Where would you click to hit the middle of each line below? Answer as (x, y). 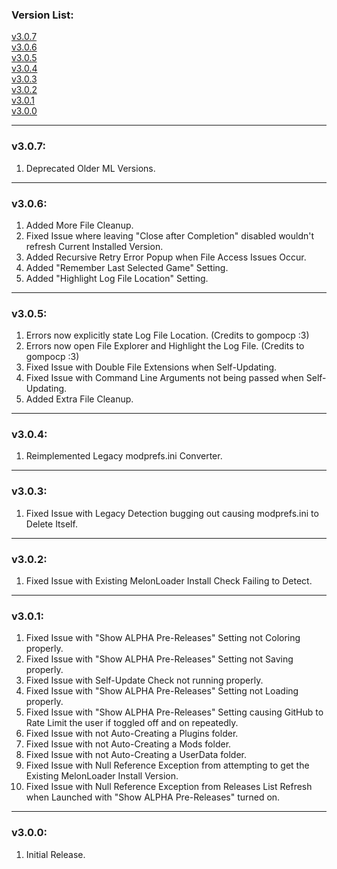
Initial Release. (55, 854)
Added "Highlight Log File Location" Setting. (117, 278)
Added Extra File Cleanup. (79, 399)
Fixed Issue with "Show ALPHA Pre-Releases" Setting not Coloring (163, 638)
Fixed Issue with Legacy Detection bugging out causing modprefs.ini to (172, 513)
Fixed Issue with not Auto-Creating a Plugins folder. (132, 734)
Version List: (42, 15)
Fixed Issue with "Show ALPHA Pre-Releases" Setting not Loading (162, 691)
